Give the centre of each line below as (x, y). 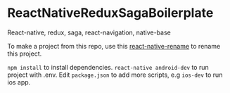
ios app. (19, 82)
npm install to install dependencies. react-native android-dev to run (108, 67)
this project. (25, 54)
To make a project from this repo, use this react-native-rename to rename (114, 46)
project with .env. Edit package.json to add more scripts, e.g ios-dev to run (115, 75)
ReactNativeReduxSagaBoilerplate (110, 13)
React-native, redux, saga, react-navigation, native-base (89, 32)
